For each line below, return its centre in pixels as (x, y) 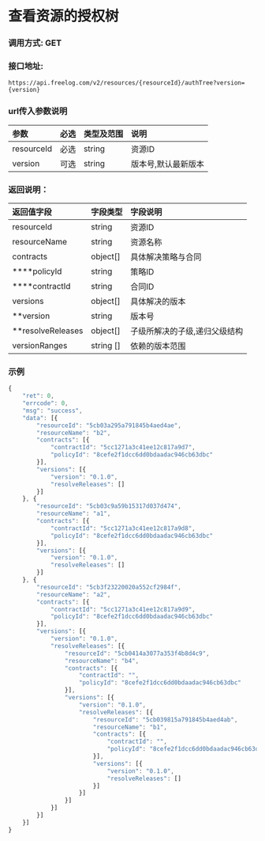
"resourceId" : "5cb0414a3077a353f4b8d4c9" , (137, 653)
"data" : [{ (40, 418)
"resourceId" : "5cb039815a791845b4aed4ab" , (165, 720)
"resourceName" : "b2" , (74, 433)
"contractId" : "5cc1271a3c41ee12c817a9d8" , (123, 528)
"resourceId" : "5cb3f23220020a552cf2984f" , (109, 587)
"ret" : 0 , (39, 396)
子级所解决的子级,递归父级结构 (187, 331)
